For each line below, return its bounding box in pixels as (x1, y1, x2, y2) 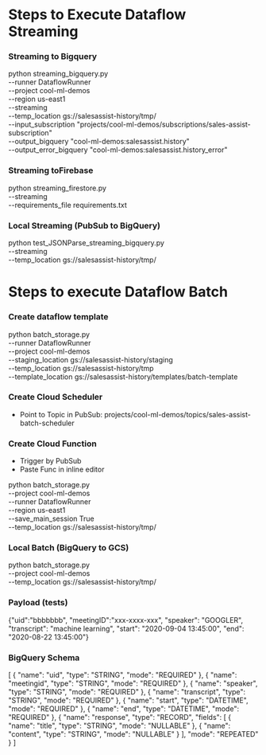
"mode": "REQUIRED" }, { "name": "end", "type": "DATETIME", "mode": (8, 704, 240, 714)
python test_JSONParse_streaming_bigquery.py (8, 238, 165, 248)
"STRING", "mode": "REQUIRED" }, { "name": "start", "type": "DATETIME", (8, 695, 249, 706)
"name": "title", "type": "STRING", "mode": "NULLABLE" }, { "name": (8, 721, 231, 730)
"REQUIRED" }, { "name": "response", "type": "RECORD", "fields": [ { (8, 713, 232, 722)
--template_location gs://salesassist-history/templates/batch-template (8, 372, 238, 381)
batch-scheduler (19, 418, 75, 428)
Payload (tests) (8, 597, 68, 608)
